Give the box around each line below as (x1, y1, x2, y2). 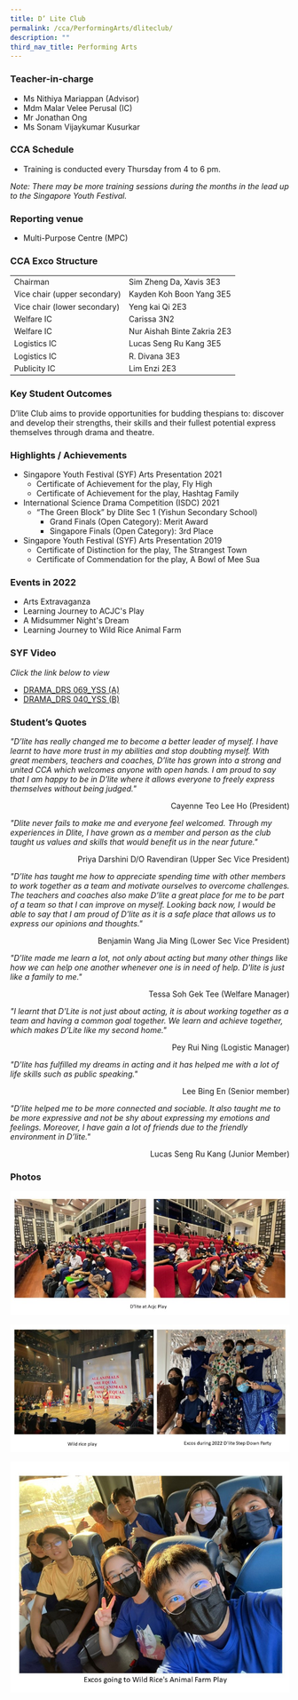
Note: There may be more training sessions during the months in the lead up (10, 180, 289, 191)
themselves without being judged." (10, 782, 137, 794)
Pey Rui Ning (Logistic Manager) (171, 1042, 290, 1053)
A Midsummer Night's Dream (22, 616, 129, 626)
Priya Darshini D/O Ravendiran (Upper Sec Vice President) (77, 854, 290, 864)
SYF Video (10, 647, 57, 659)
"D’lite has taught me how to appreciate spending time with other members (10, 870, 286, 881)
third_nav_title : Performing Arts (10, 43, 138, 52)
